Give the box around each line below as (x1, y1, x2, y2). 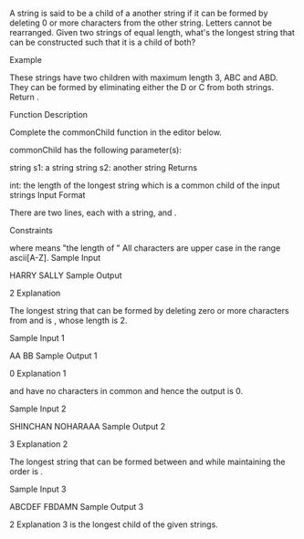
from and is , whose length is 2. (9, 315, 128, 326)
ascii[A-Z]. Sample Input (9, 253, 101, 263)
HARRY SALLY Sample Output (9, 270, 122, 281)
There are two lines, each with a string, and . (9, 207, 177, 218)
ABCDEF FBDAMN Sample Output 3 (9, 502, 144, 512)
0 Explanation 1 (9, 368, 67, 378)
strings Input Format (9, 190, 86, 200)
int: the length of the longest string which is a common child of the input (9, 180, 280, 191)
